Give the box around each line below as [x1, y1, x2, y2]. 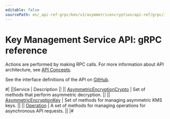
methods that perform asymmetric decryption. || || [5, 92, 110, 98]
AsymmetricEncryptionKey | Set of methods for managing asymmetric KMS [5, 97, 162, 103]
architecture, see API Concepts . [5, 67, 72, 73]
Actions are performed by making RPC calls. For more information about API [5, 61, 164, 67]
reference [5, 45, 48, 56]
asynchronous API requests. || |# [5, 108, 74, 114]
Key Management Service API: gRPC [5, 34, 162, 46]
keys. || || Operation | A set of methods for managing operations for [5, 102, 146, 109]
